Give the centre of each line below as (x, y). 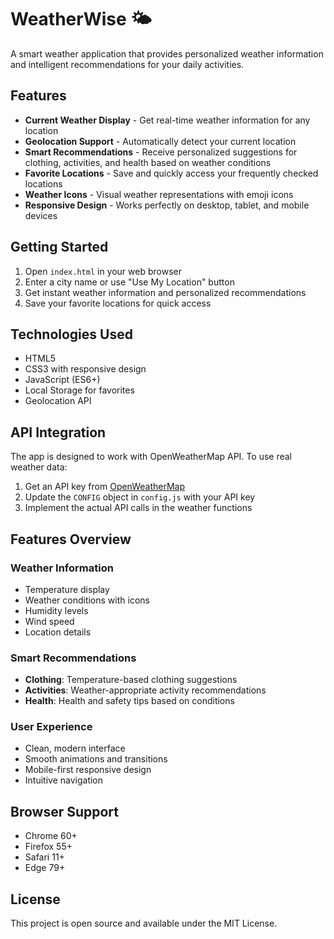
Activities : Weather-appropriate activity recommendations (145, 690)
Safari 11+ (44, 857)
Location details (58, 632)
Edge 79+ (45, 868)
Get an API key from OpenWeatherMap (105, 487)
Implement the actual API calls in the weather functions (138, 508)
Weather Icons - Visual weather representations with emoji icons (159, 194)
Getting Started (59, 247)
